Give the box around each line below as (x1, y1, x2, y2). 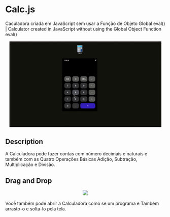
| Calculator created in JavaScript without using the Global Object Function (5, 25, 161, 32)
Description (5, 137, 43, 146)
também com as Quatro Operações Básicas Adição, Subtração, (5, 156, 138, 162)
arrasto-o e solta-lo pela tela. (5, 206, 66, 212)
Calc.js (5, 4, 36, 15)
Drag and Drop (5, 176, 52, 185)
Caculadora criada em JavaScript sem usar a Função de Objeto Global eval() (5, 20, 165, 26)
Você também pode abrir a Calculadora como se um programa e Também (5, 200, 159, 206)
